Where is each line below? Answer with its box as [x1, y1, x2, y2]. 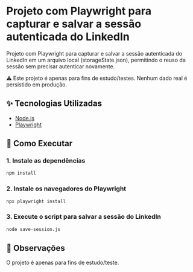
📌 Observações [6, 243, 65, 253]
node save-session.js [6, 226, 61, 232]
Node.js [14, 114, 35, 121]
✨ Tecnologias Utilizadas [6, 99, 103, 109]
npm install [6, 170, 36, 176]
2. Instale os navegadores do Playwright [6, 184, 127, 193]
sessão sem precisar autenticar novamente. [6, 62, 115, 70]
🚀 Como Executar [6, 138, 73, 149]
